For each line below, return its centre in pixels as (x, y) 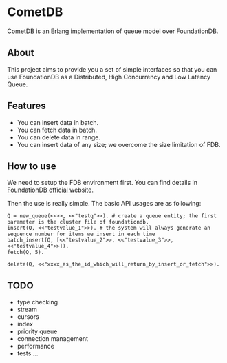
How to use (32, 166)
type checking (37, 302)
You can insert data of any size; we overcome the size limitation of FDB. (119, 144)
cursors (28, 317)
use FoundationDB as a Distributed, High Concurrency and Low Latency (109, 77)
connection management (52, 339)
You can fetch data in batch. (57, 130)
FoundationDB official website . (51, 190)
